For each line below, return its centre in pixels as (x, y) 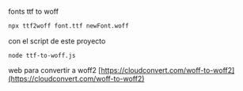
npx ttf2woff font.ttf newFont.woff (68, 26)
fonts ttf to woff (34, 11)
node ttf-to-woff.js (42, 55)
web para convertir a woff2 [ (55, 70)
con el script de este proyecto (57, 41)
